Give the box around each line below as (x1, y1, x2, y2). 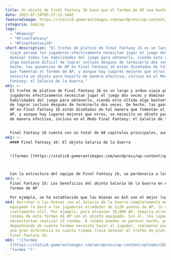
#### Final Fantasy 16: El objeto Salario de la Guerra (10, 140, 131, 145)
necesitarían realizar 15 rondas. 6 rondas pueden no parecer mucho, (10, 219, 160, 224)
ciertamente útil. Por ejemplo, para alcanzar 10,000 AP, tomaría (10, 209, 154, 214)
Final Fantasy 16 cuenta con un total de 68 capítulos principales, (10, 130, 158, 135)
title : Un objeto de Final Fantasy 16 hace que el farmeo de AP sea (5, 7, 154, 13)
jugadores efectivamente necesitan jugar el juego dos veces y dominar (10, 93, 165, 98)
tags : (5, 27, 17, 32)
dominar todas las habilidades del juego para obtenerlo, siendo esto (10, 55, 163, 60)
